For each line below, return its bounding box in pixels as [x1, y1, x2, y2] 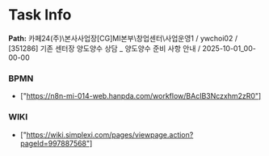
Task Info [8, 6, 72, 24]
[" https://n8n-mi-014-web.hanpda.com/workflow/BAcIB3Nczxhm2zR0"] [19, 91, 262, 101]
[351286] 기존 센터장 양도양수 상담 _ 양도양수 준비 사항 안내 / [8, 43, 201, 53]
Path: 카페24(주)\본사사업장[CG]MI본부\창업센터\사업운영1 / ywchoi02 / [8, 33, 238, 43]
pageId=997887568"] [19, 138, 93, 148]
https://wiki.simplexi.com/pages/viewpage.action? [26, 129, 194, 139]
